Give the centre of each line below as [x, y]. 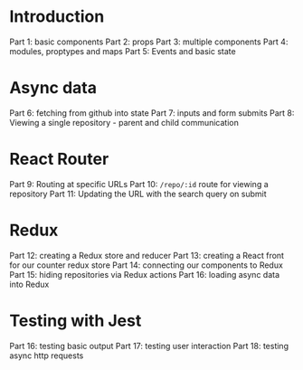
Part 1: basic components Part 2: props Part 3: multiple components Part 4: [149, 42]
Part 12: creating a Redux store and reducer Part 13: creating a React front [147, 255]
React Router [59, 159]
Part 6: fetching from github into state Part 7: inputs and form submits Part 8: [152, 113]
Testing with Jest [76, 321]
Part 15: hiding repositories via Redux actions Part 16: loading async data [145, 274]
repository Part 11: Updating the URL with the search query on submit [138, 194]
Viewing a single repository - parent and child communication [124, 122]
